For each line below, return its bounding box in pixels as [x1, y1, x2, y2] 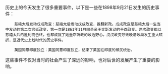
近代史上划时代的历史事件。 [16, 38, 66, 43]
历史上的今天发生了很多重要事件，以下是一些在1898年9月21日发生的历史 [5, 5, 155, 10]
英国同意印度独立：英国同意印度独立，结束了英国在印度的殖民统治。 [14, 47, 135, 52]
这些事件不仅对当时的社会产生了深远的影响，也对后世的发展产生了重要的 [5, 57, 155, 63]
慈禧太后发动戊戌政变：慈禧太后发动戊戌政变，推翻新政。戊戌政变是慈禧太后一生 [14, 22, 157, 27]
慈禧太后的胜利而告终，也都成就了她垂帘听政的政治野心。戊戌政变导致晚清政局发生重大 [5, 32, 159, 37]
